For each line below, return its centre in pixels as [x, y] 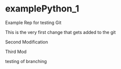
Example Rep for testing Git [33, 22]
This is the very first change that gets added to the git [60, 32]
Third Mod [16, 51]
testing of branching [26, 61]
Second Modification [27, 42]
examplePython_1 [42, 9]
